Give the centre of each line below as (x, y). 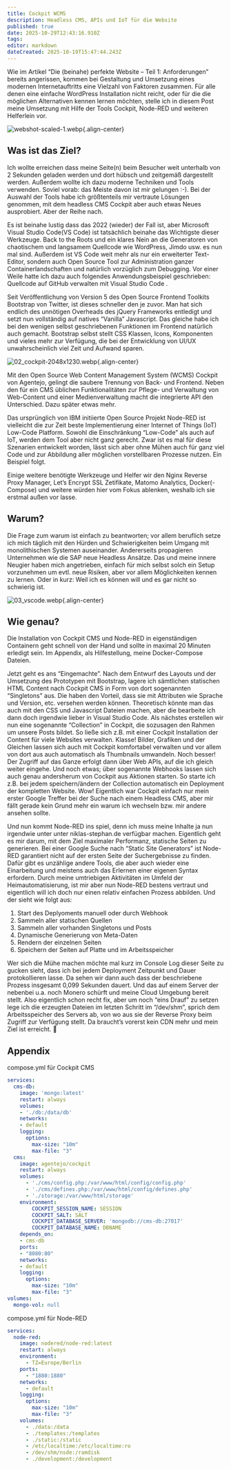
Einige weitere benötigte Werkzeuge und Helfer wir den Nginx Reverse (108, 475)
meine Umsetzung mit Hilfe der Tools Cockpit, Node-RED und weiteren (108, 108)
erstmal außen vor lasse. (42, 497)
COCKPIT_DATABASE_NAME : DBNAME (77, 1228)
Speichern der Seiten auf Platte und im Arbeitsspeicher (95, 950)
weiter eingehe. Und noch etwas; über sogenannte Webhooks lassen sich (112, 769)
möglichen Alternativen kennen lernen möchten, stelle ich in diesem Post (111, 101)
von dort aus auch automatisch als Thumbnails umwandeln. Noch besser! (111, 755)
